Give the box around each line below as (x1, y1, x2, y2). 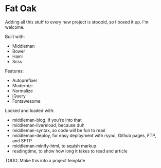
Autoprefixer (12, 77, 37, 83)
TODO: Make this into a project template (5, 157, 86, 163)
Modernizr (12, 82, 33, 88)
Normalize (12, 88, 33, 93)
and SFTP (12, 137, 32, 144)
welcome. (5, 24, 25, 30)
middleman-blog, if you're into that (12, 117, 82, 123)
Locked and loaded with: (5, 108, 54, 113)
